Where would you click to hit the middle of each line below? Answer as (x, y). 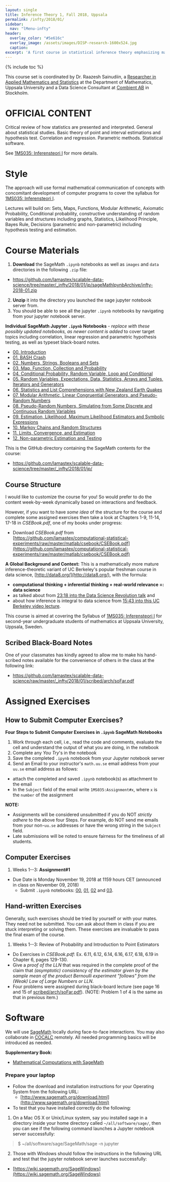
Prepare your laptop (30, 1075)
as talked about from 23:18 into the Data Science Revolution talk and (84, 596)
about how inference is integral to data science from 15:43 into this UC (86, 601)
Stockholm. (17, 93)
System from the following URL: (46, 1092)
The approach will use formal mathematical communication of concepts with (85, 188)
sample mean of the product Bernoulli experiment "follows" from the (84, 976)
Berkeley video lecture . (37, 606)
